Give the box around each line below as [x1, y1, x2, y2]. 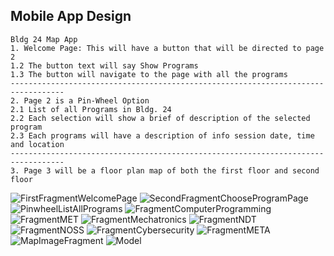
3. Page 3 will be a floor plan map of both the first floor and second [10, 165, 320, 176]
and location [10, 139, 65, 149]
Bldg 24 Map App [10, 34, 78, 44]
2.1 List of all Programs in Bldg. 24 [10, 104, 172, 114]
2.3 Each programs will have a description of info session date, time [10, 130, 315, 141]
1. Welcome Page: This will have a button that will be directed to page [10, 43, 325, 53]
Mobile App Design [10, 8, 132, 25]
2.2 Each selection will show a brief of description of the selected [10, 113, 311, 123]
